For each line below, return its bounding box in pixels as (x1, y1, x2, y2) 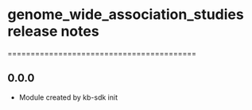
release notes (7, 22, 100, 40)
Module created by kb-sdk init (18, 93, 118, 102)
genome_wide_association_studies (7, 6, 244, 24)
